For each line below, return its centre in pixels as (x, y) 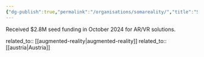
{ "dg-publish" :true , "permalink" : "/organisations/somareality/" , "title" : (100, 12)
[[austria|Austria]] (28, 47)
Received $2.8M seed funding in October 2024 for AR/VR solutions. (91, 29)
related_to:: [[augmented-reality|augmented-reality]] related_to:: (86, 41)
